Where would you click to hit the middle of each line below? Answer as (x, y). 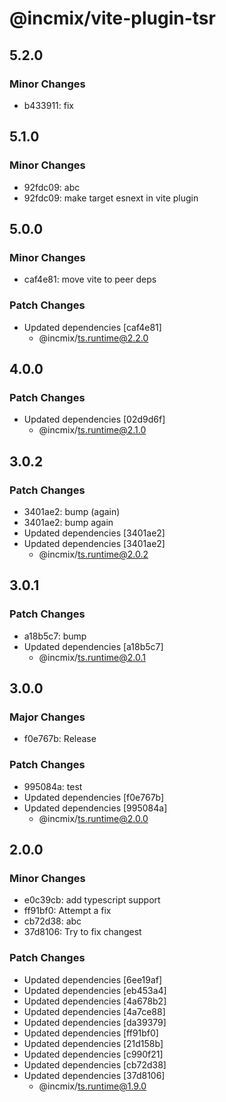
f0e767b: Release (60, 739)
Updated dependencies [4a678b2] (95, 1001)
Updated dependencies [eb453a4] (95, 990)
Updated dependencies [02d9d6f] (94, 419)
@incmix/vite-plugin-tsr (112, 18)
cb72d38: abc (52, 921)
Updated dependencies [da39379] (95, 1022)
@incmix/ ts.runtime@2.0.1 (92, 657)
